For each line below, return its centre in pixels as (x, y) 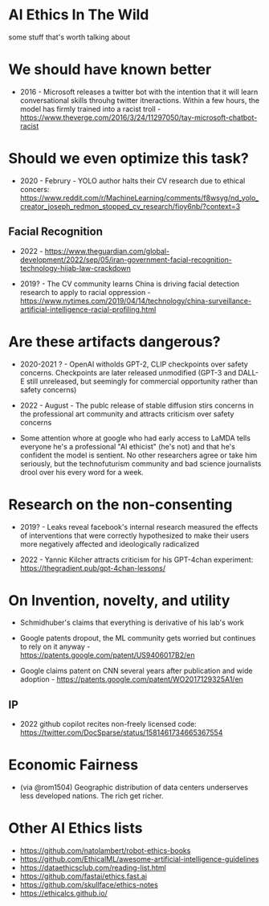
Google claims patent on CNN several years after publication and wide (136, 671)
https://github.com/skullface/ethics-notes (89, 885)
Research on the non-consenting (120, 504)
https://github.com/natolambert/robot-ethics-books (105, 851)
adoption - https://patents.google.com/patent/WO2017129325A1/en (131, 679)
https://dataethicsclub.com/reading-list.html (93, 868)
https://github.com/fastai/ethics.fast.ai (83, 876)
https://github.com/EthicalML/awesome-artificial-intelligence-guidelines (139, 859)
